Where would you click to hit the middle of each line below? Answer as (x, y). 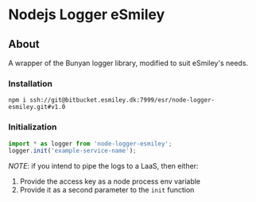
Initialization (33, 127)
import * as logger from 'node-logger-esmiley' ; (90, 144)
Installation (31, 84)
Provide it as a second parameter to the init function (107, 190)
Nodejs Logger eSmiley (87, 15)
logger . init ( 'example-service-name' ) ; (72, 151)
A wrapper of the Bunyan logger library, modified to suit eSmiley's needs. (128, 63)
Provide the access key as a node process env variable (110, 181)
